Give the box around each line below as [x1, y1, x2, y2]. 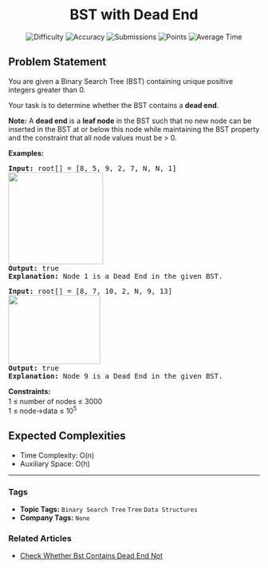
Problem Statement [8, 55, 107, 69]
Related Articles [8, 533, 72, 544]
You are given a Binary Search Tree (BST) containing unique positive [8, 76, 234, 85]
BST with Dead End [69, 6, 199, 24]
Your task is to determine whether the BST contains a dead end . [8, 100, 219, 109]
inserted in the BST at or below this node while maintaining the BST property [8, 124, 260, 133]
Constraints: [8, 386, 51, 396]
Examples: [8, 148, 44, 157]
